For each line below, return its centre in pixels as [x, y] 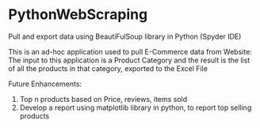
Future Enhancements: [45, 84]
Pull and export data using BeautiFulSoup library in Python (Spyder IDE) [125, 36]
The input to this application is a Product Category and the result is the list [129, 60]
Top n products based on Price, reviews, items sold [103, 99]
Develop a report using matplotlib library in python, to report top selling [136, 107]
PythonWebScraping [78, 15]
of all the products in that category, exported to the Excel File [108, 68]
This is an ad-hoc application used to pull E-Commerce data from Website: [130, 51]
